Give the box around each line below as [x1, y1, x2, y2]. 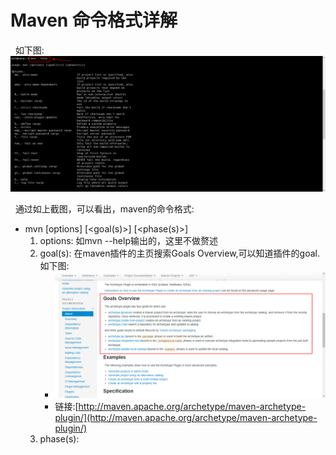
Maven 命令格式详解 [10, 9, 178, 32]
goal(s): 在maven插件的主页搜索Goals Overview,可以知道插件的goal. [39, 247, 321, 260]
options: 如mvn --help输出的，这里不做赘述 [39, 235, 218, 247]
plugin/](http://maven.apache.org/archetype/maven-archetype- [54, 411, 318, 423]
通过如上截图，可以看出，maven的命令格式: [14, 203, 195, 215]
